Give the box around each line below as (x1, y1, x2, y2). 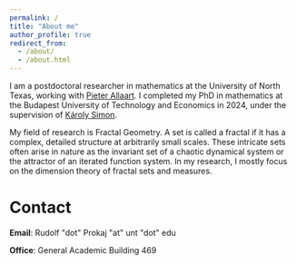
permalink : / (9, 13, 59, 23)
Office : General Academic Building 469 (9, 244, 157, 255)
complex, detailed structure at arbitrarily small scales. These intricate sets (9, 137, 286, 147)
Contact (9, 197, 72, 218)
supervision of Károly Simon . (9, 110, 118, 120)
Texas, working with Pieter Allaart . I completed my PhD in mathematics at (9, 90, 283, 101)
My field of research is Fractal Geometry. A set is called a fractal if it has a (9, 127, 286, 137)
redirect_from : (9, 38, 67, 48)
